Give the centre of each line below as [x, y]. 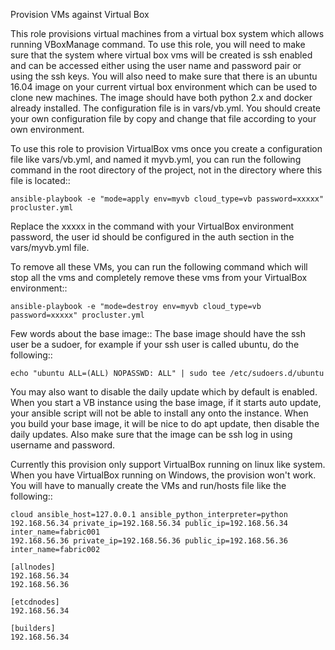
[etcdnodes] [35, 602]
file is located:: [40, 180]
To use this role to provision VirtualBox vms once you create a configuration [166, 148]
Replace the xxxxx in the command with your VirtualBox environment [152, 226]
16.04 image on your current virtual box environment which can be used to [164, 87]
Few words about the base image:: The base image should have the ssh [158, 333]
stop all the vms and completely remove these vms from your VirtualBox [159, 277]
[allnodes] [33, 567]
